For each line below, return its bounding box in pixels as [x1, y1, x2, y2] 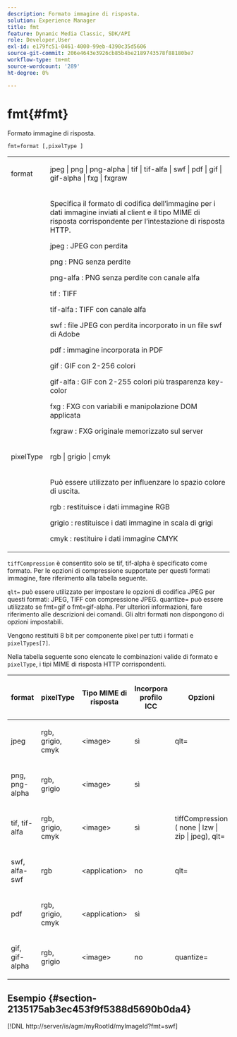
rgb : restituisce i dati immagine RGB [49, 502, 171, 512]
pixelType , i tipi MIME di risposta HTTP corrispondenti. [7, 660, 166, 669]
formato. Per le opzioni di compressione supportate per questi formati [7, 566, 210, 575]
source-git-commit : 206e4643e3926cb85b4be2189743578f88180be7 [7, 50, 194, 57]
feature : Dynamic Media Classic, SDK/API [7, 30, 131, 37]
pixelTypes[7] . [7, 639, 51, 648]
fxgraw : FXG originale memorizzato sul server [49, 426, 203, 436]
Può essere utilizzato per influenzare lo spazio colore [49, 478, 226, 487]
